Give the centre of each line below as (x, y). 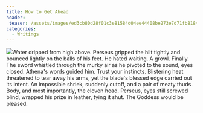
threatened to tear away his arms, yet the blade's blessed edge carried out (99, 78)
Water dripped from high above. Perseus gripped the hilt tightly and (96, 53)
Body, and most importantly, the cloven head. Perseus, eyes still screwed (97, 91)
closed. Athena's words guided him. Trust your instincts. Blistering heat (95, 72)
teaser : (18, 23)
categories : (21, 29)
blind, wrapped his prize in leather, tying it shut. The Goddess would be (95, 97)
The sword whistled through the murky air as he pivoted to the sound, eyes (100, 65)
